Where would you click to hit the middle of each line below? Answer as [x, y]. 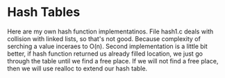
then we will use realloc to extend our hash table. [77, 68]
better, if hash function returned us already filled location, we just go [105, 54]
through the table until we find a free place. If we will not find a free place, [113, 61]
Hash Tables [44, 12]
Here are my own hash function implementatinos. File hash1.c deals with [110, 31]
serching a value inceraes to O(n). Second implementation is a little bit [108, 46]
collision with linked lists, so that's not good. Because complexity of [104, 38]
